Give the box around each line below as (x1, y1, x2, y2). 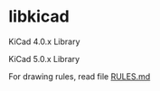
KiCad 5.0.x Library (8, 53, 80, 64)
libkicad (8, 6, 70, 27)
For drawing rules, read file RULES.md (8, 70, 151, 82)
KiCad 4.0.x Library (8, 36, 80, 47)
